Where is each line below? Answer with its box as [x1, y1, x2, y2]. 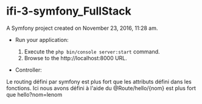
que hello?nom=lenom [6, 91, 63, 98]
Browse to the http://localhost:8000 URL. [24, 54, 128, 61]
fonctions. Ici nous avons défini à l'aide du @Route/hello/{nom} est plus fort [6, 84, 197, 92]
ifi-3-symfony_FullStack [6, 4, 132, 18]
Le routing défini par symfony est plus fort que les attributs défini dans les [6, 78, 192, 85]
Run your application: [15, 36, 69, 43]
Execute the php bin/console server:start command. [24, 47, 160, 55]
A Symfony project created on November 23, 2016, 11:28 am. [6, 24, 158, 32]
